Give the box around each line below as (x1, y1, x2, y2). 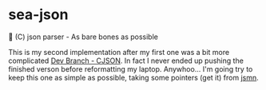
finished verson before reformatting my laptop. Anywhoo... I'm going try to (8, 64, 253, 73)
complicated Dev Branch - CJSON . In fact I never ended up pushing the (8, 56, 244, 65)
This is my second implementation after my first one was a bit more (8, 47, 230, 57)
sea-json (8, 6, 69, 24)
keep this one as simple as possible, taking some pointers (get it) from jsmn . (8, 72, 260, 82)
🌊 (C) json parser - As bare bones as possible (8, 32, 158, 41)
